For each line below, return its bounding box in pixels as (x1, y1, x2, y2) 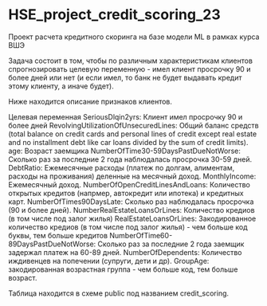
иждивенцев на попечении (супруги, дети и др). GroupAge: (8, 256, 210, 265)
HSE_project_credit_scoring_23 (8, 6, 221, 24)
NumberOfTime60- (109, 230, 173, 240)
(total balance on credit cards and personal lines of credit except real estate (8, 129, 257, 139)
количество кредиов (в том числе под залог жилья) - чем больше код (8, 222, 249, 232)
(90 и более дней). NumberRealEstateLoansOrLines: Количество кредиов (8, 205, 255, 214)
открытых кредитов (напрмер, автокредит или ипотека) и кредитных (8, 188, 245, 198)
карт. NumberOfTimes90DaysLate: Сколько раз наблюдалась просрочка (8, 197, 254, 206)
